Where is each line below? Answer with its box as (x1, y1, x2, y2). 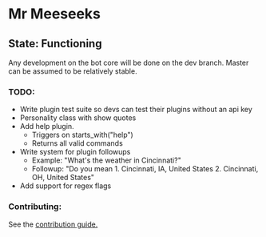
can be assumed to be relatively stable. (8, 66, 137, 76)
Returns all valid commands (31, 139, 124, 148)
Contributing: (8, 201, 62, 212)
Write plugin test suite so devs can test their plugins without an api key (19, 105, 253, 114)
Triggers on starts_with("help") (31, 130, 133, 140)
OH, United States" (31, 173, 94, 183)
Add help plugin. (19, 122, 74, 131)
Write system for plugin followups (19, 147, 131, 157)
